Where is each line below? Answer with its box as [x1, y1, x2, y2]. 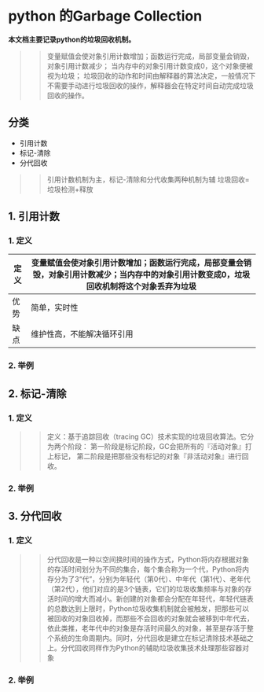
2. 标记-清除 [8, 387, 67, 400]
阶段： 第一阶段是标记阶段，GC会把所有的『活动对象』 [68, 442, 246, 451]
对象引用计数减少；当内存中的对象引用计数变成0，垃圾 [48, 269, 251, 280]
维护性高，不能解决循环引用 [31, 329, 134, 340]
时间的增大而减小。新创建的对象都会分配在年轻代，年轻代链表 [53, 594, 254, 603]
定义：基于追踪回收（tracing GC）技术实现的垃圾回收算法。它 [46, 432, 247, 441]
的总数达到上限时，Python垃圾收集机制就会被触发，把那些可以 [46, 603, 250, 613]
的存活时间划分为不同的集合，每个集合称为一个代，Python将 [46, 564, 243, 574]
